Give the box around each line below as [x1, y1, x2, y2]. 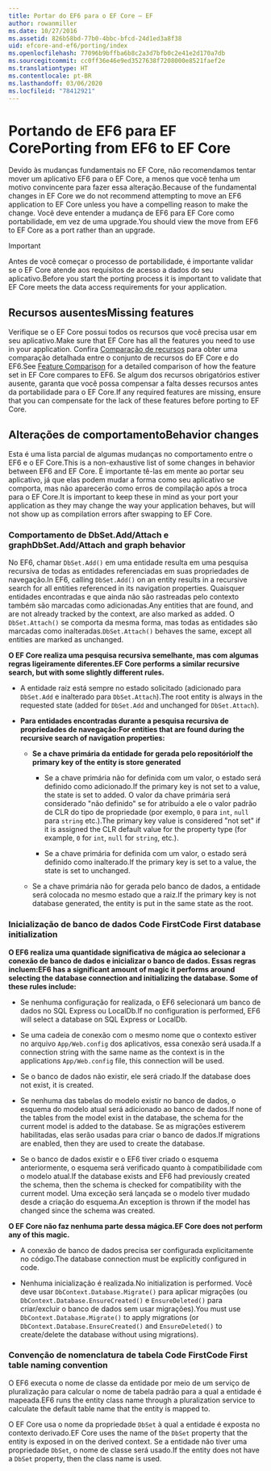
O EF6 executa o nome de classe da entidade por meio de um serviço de [8, 1377, 250, 1388]
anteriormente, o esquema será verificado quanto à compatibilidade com [19, 1163, 263, 1172]
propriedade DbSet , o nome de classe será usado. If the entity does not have [8, 1445, 260, 1455]
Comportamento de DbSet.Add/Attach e [8, 529, 169, 541]
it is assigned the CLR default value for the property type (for [44, 825, 248, 834]
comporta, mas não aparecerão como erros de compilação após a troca [8, 483, 248, 493]
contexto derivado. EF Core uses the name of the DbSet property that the [8, 1427, 248, 1437]
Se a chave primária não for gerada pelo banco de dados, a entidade [31, 881, 261, 892]
